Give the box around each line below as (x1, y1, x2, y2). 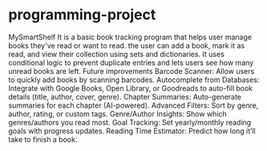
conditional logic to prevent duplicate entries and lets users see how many (8, 58, 254, 67)
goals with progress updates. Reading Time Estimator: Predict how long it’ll (8, 126, 257, 136)
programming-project (8, 6, 156, 24)
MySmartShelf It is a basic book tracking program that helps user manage (8, 32, 253, 42)
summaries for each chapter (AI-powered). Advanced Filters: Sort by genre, (8, 100, 259, 110)
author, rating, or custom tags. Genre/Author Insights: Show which (8, 108, 227, 118)
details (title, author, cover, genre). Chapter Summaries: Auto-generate (8, 92, 242, 101)
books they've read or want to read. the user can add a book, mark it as (8, 40, 245, 50)
